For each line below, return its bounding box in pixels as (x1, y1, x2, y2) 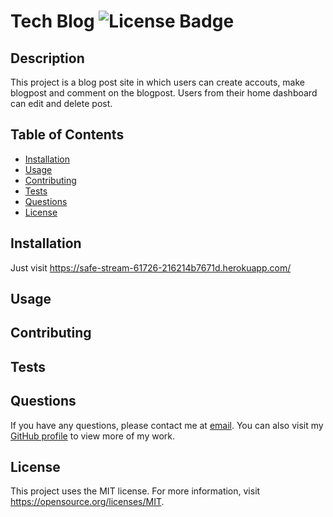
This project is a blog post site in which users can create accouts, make (10, 76, 306, 88)
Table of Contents (10, 126, 125, 144)
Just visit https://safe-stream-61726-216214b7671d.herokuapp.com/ (10, 261, 292, 274)
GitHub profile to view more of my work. (10, 430, 176, 442)
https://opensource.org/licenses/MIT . (10, 496, 165, 508)
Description (10, 50, 85, 67)
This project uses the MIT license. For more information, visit (10, 485, 261, 497)
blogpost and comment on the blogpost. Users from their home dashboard (10, 87, 318, 99)
